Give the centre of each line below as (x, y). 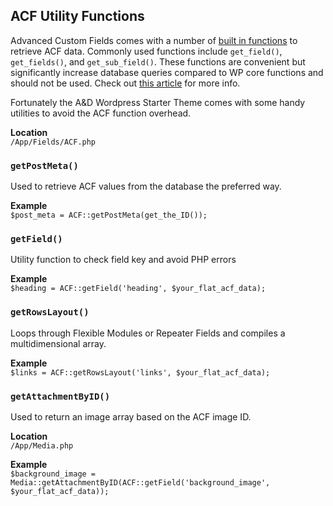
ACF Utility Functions (77, 16)
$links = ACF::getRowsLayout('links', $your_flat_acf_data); (140, 372)
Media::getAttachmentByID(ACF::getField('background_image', (140, 483)
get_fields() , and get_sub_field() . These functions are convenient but (158, 61)
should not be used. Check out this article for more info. (125, 83)
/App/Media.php (42, 446)
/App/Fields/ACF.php (53, 142)
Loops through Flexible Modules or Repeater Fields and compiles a (148, 333)
